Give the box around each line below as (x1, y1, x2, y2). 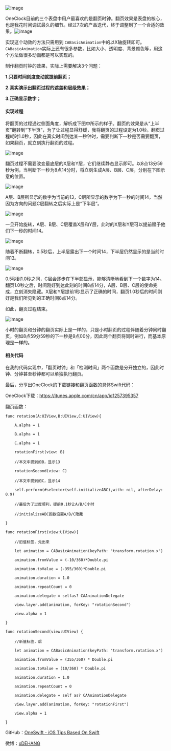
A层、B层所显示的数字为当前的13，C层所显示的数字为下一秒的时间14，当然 (5, 194, 163, 200)
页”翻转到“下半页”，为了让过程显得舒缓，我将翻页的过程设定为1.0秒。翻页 (5, 127, 160, 133)
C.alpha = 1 (14, 441, 40, 446)
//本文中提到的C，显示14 (14, 478, 60, 484)
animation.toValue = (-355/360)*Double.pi (14, 567, 106, 572)
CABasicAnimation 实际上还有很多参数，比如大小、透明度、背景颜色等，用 (5, 46, 158, 51)
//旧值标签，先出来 (14, 539, 50, 545)
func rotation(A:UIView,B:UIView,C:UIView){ (5, 414, 102, 419)
